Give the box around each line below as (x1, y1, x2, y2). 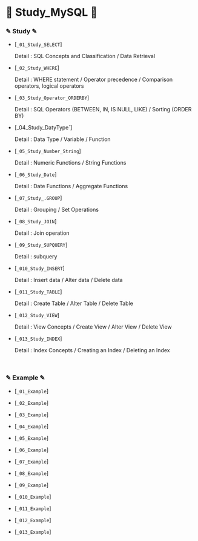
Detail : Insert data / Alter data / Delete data (14, 277, 123, 284)
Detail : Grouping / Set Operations (14, 206, 99, 214)
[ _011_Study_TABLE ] (14, 288, 62, 295)
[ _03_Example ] (14, 411, 49, 418)
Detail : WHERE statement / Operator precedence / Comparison (14, 76, 173, 84)
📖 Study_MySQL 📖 (5, 5, 98, 19)
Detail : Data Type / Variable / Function (14, 136, 111, 143)
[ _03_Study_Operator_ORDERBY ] (14, 94, 90, 102)
